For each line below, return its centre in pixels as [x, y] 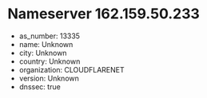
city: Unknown [43, 53]
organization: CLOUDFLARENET [72, 69]
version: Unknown [49, 78]
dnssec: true [40, 86]
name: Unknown [46, 44]
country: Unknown [50, 61]
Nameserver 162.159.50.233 [104, 14]
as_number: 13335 [50, 36]
